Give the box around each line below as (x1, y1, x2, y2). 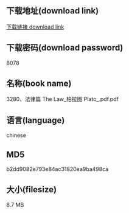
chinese (6, 131, 26, 139)
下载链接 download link (6, 23, 64, 30)
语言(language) (6, 115, 65, 125)
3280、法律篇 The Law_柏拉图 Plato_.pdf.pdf (6, 96, 119, 103)
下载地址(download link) (6, 5, 99, 16)
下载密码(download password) (6, 43, 124, 53)
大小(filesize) (6, 184, 57, 195)
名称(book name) (6, 79, 72, 89)
